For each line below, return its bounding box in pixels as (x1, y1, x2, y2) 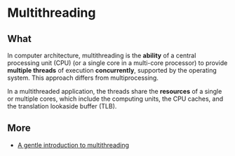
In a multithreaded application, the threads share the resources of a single (7, 87, 222, 95)
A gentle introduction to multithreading (17, 141, 130, 149)
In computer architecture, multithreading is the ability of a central (7, 51, 196, 59)
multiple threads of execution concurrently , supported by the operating (7, 66, 217, 74)
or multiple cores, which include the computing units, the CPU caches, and (7, 94, 224, 103)
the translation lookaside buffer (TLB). (7, 102, 117, 110)
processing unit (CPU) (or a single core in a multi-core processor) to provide (7, 59, 228, 67)
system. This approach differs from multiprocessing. (7, 73, 159, 82)
